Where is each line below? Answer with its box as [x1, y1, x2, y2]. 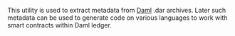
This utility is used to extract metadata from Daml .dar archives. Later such [7, 6, 226, 14]
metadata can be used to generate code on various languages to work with [7, 13, 228, 22]
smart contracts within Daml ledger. [7, 21, 112, 29]
